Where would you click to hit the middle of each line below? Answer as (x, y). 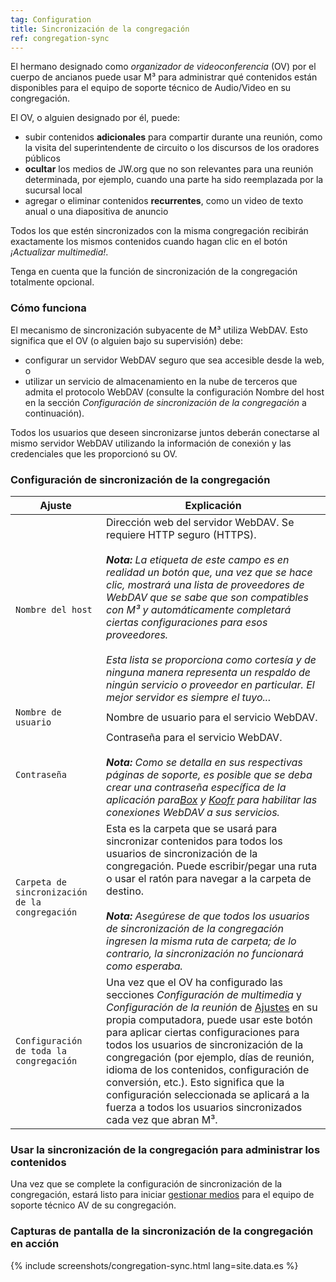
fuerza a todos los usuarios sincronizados (204, 1107)
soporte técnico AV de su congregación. (93, 1205)
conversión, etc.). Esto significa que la (195, 1082)
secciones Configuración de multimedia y (204, 994)
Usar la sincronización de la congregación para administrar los (165, 1149)
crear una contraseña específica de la (196, 787)
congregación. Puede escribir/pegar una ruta (212, 866)
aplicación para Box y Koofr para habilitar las (212, 799)
